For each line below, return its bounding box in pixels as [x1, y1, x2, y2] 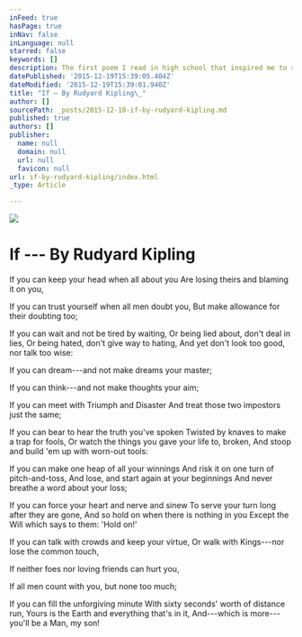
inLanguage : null [9, 38, 75, 48]
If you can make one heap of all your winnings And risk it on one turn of [9, 463, 274, 474]
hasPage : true [9, 22, 63, 31]
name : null [17, 139, 58, 148]
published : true [9, 114, 70, 123]
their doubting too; [9, 311, 78, 322]
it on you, [9, 284, 44, 295]
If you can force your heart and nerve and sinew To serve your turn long [9, 500, 277, 511]
